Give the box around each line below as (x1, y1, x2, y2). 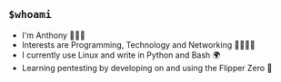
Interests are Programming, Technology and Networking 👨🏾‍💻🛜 (21, 39, 256, 50)
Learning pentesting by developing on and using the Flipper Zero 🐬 (21, 62, 273, 73)
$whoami (8, 8, 52, 22)
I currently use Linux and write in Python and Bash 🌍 (21, 50, 221, 60)
